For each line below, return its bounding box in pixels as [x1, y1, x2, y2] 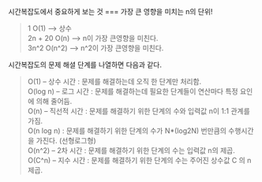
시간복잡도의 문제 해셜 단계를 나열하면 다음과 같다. [8, 60, 163, 69]
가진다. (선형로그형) [36, 136, 96, 145]
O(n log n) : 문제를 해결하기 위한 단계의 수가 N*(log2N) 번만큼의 [27, 126, 227, 136]
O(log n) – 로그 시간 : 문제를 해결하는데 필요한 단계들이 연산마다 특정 [27, 87, 238, 96]
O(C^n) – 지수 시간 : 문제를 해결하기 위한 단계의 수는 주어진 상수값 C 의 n [27, 156, 252, 165]
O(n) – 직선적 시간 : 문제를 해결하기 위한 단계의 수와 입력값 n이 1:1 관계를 [27, 106, 250, 116]
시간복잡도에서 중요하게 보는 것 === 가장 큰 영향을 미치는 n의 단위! [8, 7, 213, 16]
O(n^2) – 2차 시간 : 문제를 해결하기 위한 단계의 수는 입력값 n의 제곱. [27, 146, 235, 155]
